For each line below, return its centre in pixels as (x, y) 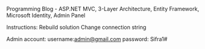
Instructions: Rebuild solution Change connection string (76, 27)
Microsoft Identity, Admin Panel (46, 15)
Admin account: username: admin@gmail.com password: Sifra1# (87, 39)
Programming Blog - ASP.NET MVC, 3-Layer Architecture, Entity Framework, (103, 9)
